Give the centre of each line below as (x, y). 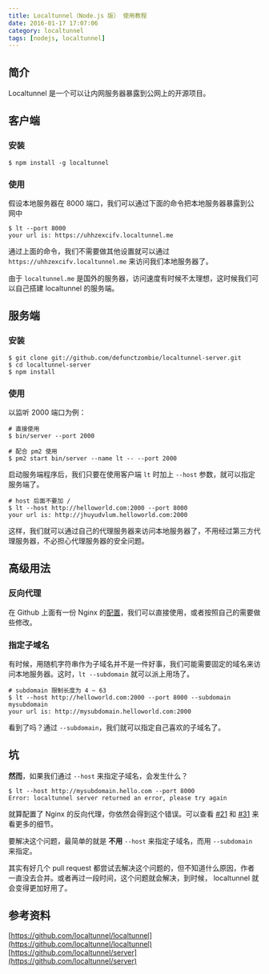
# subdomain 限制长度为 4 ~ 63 (57, 691)
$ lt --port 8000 (37, 229)
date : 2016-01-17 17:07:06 (53, 23)
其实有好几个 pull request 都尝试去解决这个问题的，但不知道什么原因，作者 (131, 868)
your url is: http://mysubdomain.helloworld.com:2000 (100, 712)
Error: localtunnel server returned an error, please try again (118, 798)
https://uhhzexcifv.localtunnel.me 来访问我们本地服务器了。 (111, 262)
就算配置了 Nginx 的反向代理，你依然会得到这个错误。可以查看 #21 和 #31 (129, 814)
